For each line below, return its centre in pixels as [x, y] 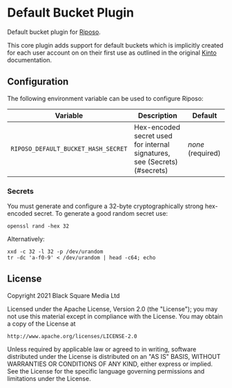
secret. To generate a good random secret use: [101, 214]
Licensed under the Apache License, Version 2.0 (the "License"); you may [113, 308]
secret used [153, 136]
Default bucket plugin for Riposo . [54, 32]
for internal [152, 145]
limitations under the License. [49, 378]
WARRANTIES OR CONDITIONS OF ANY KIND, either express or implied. [110, 364]
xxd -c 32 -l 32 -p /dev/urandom [55, 252]
